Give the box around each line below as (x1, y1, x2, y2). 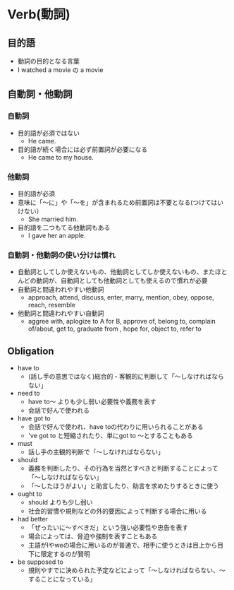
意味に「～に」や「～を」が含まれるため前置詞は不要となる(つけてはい (17, 198, 224, 206)
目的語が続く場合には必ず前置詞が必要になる (17, 145, 148, 153)
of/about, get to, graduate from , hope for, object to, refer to (27, 324, 202, 333)
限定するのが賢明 (40, 550, 90, 558)
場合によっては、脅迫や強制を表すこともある (27, 532, 158, 541)
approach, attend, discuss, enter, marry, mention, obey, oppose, (27, 293, 215, 302)
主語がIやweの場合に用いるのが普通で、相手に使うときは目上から (27, 541, 218, 550)
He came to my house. (27, 153, 94, 161)
